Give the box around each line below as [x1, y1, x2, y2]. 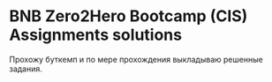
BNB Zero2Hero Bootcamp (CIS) [9, 6, 248, 26]
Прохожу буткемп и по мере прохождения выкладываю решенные [9, 54, 263, 64]
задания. [9, 63, 42, 74]
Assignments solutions [9, 25, 183, 45]
